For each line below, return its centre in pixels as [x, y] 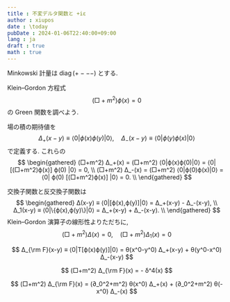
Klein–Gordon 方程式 [36, 87]
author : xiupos [31, 20]
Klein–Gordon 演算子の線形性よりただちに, [68, 222]
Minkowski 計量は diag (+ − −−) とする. [63, 73]
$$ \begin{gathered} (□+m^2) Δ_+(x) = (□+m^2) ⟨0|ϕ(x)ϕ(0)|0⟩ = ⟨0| [117, 162]
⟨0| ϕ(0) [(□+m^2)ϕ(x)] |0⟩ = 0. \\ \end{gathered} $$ [117, 177]
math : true [24, 53]
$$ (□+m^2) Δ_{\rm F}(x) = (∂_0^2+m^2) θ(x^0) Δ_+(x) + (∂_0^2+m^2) [112, 284]
